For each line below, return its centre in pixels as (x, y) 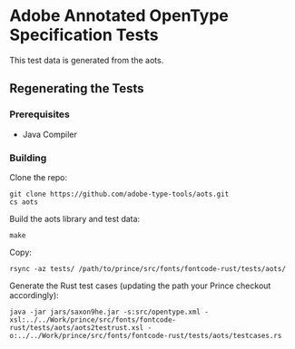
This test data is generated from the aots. (87, 60)
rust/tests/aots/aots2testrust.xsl (77, 327)
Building (28, 158)
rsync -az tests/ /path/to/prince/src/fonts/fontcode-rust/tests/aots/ (147, 268)
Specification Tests (84, 35)
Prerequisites (39, 114)
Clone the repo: (39, 177)
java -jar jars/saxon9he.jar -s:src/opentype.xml (105, 312)
